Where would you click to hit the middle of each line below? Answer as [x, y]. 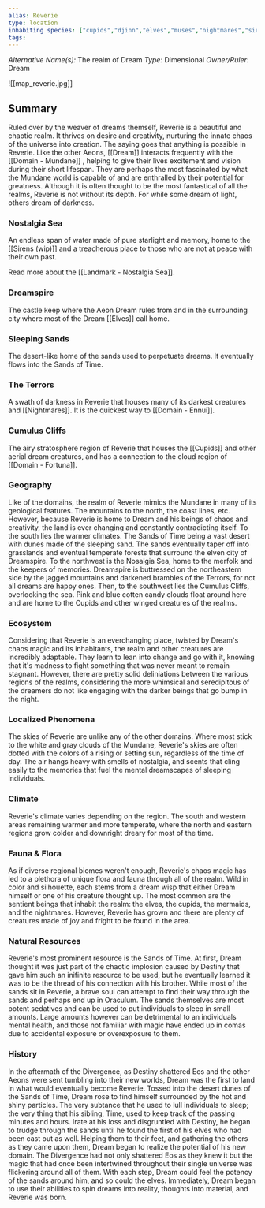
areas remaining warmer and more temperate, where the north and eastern [130, 824]
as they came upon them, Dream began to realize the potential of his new [127, 1146]
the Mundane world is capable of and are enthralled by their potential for [126, 177]
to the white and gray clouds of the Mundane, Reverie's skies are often [123, 745]
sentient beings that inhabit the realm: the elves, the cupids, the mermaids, [129, 904]
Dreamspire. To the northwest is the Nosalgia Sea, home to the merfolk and [131, 561]
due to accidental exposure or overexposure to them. [94, 1034]
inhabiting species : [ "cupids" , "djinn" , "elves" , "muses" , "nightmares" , [127, 30]
